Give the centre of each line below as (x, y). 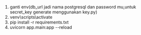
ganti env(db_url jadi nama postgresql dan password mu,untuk (73, 7)
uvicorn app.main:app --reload (41, 27)
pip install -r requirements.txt (39, 22)
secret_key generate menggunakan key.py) (53, 12)
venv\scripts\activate (31, 17)
